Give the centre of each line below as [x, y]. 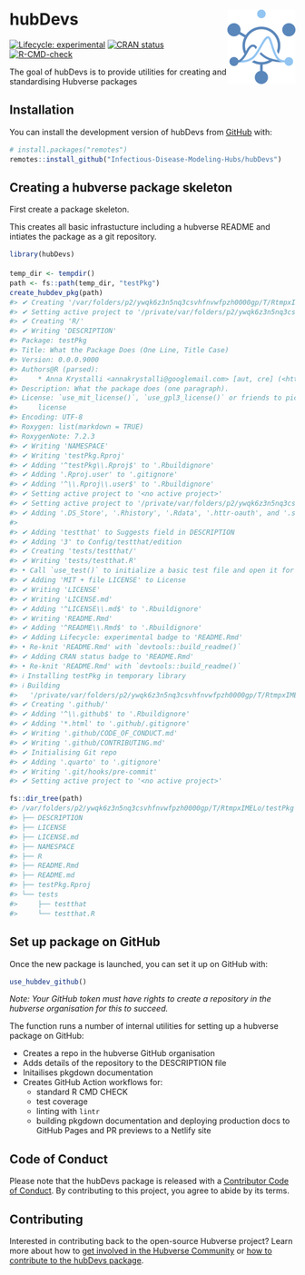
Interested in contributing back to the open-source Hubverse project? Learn [151, 1241]
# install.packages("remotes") [69, 150]
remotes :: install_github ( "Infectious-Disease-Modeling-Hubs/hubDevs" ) [146, 159]
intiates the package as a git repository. [83, 237]
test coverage [62, 1102]
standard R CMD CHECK [82, 1092]
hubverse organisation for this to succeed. [89, 1009]
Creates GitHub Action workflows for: [93, 1082]
